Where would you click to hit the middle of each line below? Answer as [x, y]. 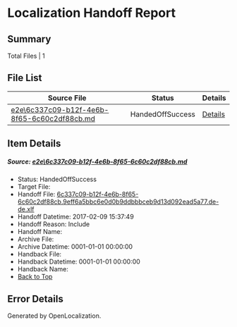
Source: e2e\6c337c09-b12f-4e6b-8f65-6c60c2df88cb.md [97, 161]
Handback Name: [43, 269]
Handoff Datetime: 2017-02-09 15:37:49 [75, 217]
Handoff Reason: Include [54, 224]
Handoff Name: [39, 232]
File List [25, 78]
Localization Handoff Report [92, 13]
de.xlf [26, 209]
